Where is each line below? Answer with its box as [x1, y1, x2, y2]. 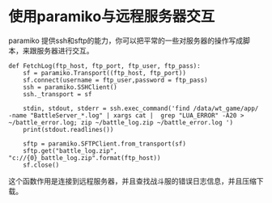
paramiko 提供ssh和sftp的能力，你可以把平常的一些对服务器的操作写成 [8, 36, 244, 45]
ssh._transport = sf [23, 90, 92, 98]
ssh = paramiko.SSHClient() [23, 82, 117, 91]
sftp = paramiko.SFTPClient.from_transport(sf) [23, 139, 186, 148]
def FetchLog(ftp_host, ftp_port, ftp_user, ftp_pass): [8, 61, 201, 70]
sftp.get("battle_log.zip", [23, 146, 117, 154]
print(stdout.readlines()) [23, 125, 114, 133]
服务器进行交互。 [36, 45, 94, 55]
